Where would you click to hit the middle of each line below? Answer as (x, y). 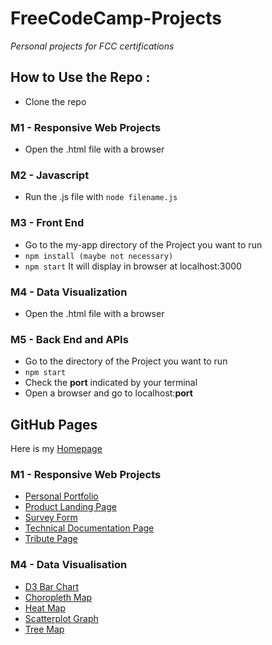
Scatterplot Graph (61, 618)
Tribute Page (51, 539)
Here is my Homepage (56, 449)
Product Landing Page (70, 507)
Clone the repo (55, 101)
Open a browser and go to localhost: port (108, 393)
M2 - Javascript (50, 175)
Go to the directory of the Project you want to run (126, 361)
